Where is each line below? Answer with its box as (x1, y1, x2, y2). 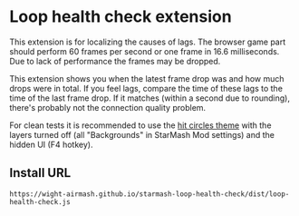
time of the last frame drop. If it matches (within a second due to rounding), (9, 93, 290, 103)
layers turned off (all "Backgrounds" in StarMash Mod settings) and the (9, 129, 275, 140)
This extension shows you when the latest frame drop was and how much (9, 73, 285, 83)
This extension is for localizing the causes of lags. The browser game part (9, 36, 286, 47)
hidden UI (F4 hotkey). (9, 139, 93, 150)
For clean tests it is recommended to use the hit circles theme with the (9, 120, 272, 131)
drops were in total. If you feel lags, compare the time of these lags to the (9, 83, 284, 93)
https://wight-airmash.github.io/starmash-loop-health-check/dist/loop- (9, 189, 290, 199)
